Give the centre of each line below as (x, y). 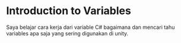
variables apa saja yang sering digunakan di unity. (67, 33)
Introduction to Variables (69, 11)
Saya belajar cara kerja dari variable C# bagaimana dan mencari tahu (90, 27)
